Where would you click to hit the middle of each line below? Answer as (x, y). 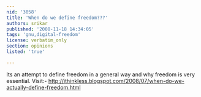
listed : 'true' (26, 52)
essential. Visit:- (27, 81)
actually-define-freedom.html (44, 87)
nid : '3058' (21, 12)
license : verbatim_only (37, 40)
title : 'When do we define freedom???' (57, 18)
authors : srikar (27, 23)
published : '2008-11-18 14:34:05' (51, 29)
